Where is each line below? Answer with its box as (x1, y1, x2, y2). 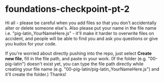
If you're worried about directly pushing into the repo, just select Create (5, 50, 152, 56)
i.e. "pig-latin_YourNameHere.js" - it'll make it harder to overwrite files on (5, 30, 155, 36)
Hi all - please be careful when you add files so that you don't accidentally (5, 20, 157, 26)
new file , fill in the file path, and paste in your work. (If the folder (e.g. (5, 55, 147, 61)
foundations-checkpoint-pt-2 (5, 3, 130, 15)
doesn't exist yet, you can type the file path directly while (27, 61, 144, 67)
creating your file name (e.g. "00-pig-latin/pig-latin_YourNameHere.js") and (5, 66, 160, 72)
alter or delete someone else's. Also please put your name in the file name (5, 25, 157, 31)
